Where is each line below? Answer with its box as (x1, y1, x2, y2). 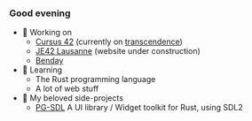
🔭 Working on (21, 27, 73, 38)
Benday (35, 56, 64, 66)
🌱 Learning (21, 64, 63, 75)
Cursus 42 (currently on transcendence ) (35, 36, 184, 47)
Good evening (9, 7, 71, 19)
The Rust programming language (35, 74, 156, 85)
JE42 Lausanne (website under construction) (35, 46, 201, 57)
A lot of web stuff (35, 83, 99, 95)
